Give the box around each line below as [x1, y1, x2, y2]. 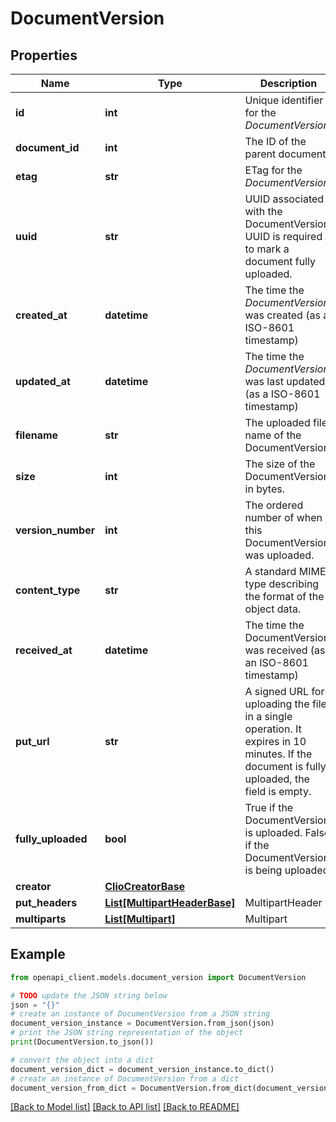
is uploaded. [244, 826, 303, 839]
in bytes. [244, 482, 285, 496]
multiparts [15, 912, 67, 926]
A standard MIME [244, 565, 327, 578]
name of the [244, 428, 302, 442]
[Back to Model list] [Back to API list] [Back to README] [10, 1101, 240, 1113]
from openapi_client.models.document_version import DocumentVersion [10, 972, 307, 982]
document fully [244, 255, 317, 268]
